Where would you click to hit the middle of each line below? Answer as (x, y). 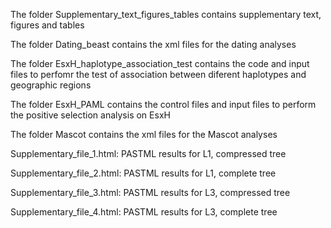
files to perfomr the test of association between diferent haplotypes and (158, 74)
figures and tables (47, 25)
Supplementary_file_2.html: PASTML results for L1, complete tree (143, 173)
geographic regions (51, 85)
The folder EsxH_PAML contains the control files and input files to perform (163, 104)
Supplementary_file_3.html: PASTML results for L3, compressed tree (150, 192)
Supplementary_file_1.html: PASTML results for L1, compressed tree (148, 153)
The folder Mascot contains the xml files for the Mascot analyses (144, 134)
